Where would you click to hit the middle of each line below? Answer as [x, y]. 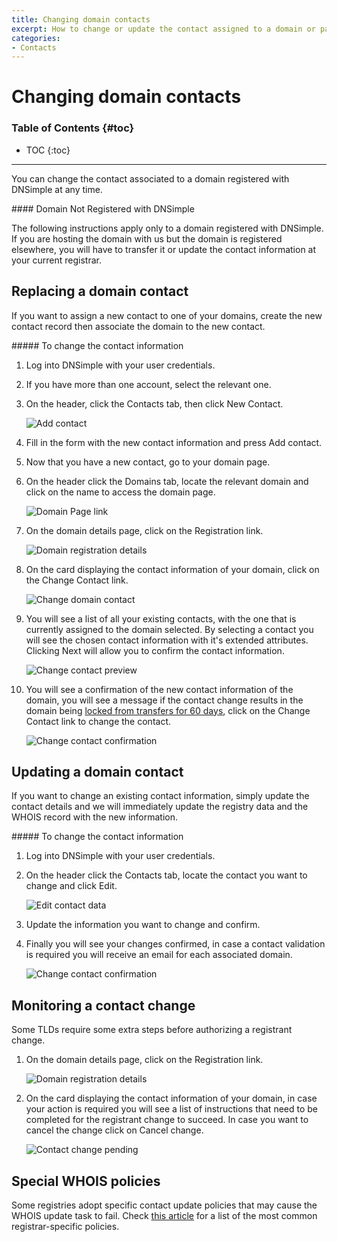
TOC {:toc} [48, 150]
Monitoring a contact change [103, 1005]
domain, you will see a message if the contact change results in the [164, 700]
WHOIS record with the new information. [95, 817]
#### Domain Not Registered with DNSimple [103, 208]
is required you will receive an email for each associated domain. [159, 955]
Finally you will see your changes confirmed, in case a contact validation [175, 944]
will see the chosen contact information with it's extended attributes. [167, 640]
